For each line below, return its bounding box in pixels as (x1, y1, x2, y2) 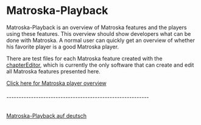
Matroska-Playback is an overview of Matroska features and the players (6, 24, 187, 31)
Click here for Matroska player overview (6, 79, 107, 87)
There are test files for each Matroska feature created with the (6, 55, 163, 62)
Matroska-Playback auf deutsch (6, 112, 87, 120)
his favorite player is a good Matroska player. (6, 43, 119, 50)
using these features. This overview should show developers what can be (6, 30, 191, 37)
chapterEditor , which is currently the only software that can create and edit (6, 61, 194, 69)
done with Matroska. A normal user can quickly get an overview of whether (6, 36, 196, 44)
